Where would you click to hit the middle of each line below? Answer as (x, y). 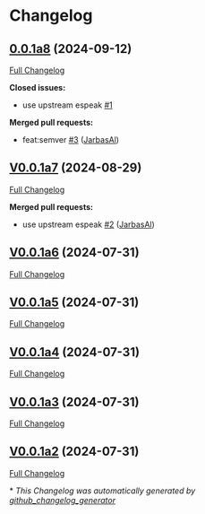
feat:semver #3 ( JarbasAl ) (70, 139)
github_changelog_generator (63, 500)
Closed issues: (38, 87)
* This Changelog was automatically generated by (102, 491)
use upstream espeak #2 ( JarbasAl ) (88, 224)
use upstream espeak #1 (68, 105)
